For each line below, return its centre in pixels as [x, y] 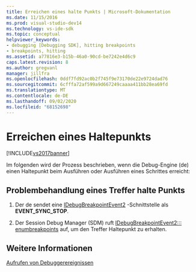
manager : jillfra [28, 73]
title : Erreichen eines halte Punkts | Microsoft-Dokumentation [88, 12]
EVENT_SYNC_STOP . [42, 211]
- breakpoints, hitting [36, 51]
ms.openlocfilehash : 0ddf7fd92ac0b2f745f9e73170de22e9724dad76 [87, 79]
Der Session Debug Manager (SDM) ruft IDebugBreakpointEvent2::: [98, 223]
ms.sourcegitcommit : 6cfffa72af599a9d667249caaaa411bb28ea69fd [87, 85]
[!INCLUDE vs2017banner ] [38, 153]
